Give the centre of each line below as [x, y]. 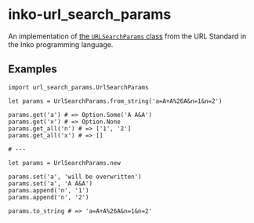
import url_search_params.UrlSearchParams [78, 87]
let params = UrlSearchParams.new [65, 163]
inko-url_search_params [90, 15]
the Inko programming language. [61, 44]
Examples [33, 69]
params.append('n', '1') [49, 190]
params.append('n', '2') [49, 197]
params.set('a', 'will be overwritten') [75, 177]
